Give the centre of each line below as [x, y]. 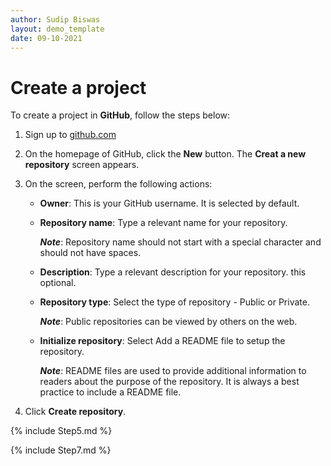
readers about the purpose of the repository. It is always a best [169, 382]
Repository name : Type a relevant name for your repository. [163, 223]
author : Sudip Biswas [55, 19]
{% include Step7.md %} [61, 450]
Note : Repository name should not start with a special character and [180, 242]
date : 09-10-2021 [46, 38]
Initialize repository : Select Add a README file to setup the [162, 341]
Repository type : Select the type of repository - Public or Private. [174, 302]
